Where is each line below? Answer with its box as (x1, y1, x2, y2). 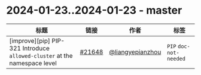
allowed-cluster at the (9, 51, 73, 60)
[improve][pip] (9, 36, 51, 45)
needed (166, 55, 185, 62)
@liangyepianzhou (108, 48, 162, 56)
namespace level (9, 59, 57, 67)
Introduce (22, 44, 50, 52)
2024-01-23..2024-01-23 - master (6, 4, 182, 17)
